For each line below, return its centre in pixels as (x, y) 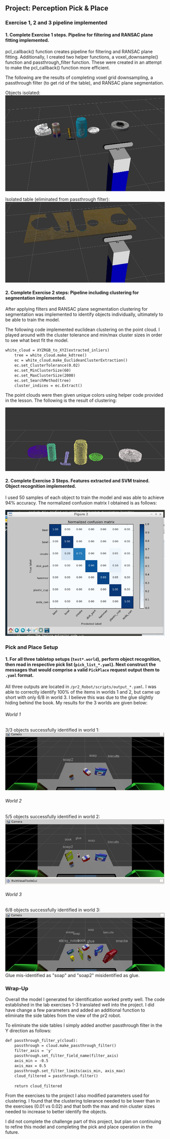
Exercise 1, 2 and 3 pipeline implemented (56, 23)
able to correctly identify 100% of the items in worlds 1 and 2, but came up (83, 692)
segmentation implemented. (36, 298)
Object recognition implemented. (41, 486)
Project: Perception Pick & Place (57, 8)
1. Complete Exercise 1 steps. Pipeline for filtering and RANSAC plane (79, 34)
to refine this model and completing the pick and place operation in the (79, 1127)
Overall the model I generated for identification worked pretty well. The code (85, 999)
